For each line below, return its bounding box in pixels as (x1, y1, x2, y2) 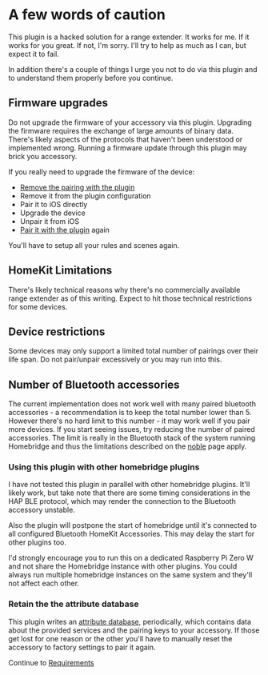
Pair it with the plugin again (19, 225, 110, 234)
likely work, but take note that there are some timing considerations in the (8, 488, 250, 497)
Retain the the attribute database (8, 598, 139, 609)
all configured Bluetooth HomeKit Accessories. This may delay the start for (8, 529, 255, 539)
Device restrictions (8, 325, 106, 338)
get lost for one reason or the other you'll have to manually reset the (8, 633, 233, 643)
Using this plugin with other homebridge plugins (8, 461, 200, 473)
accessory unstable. (8, 505, 76, 515)
